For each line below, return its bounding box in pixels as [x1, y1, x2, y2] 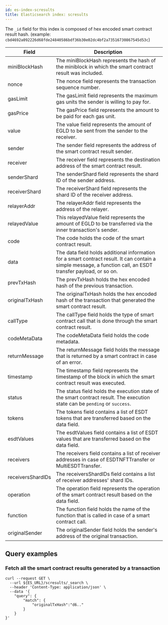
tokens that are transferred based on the [55, 415, 151, 422]
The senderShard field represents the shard [55, 170, 158, 177]
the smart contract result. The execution [55, 394, 150, 401]
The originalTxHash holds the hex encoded [55, 290, 157, 297]
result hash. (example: [5, 31, 51, 37]
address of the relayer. [55, 205, 109, 212]
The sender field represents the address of [55, 142, 156, 149]
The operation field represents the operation [55, 485, 160, 492]
